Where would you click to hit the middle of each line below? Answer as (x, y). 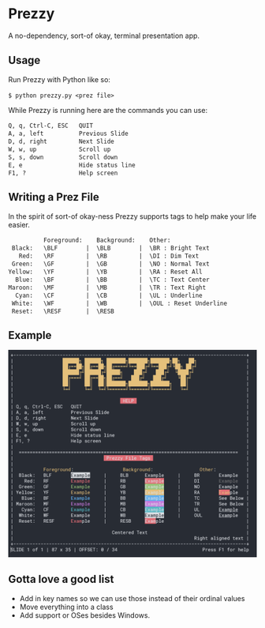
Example (30, 335)
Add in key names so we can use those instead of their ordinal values (132, 598)
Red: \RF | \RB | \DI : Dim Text (109, 256)
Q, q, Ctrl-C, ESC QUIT (50, 126)
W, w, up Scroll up (60, 149)
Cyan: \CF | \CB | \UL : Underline (109, 295)
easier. (19, 224)
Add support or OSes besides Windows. (85, 615)
